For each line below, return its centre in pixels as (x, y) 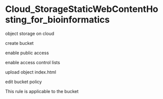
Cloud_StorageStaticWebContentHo (82, 9)
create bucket (19, 43)
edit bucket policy (23, 82)
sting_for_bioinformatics (57, 20)
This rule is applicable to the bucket (42, 91)
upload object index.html (31, 72)
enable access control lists (33, 62)
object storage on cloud (30, 33)
